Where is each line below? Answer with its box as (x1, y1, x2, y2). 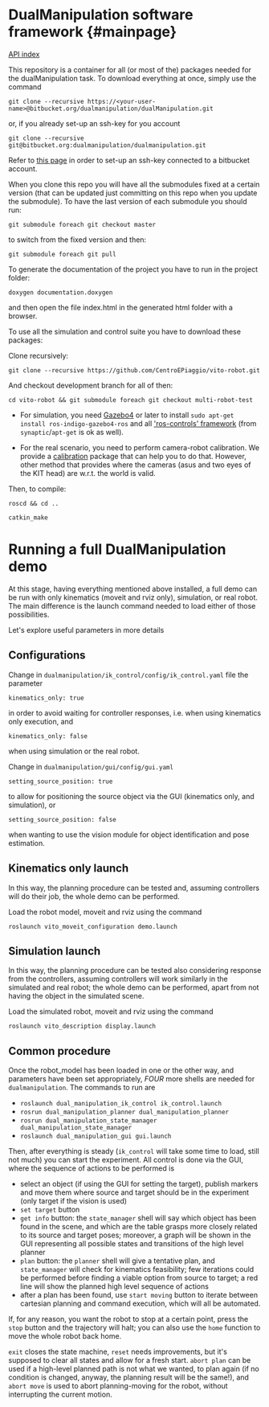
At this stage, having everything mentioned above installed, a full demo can (8, 584, 258, 593)
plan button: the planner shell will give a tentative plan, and (19, 1256, 215, 1265)
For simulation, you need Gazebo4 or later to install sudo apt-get (19, 410, 234, 420)
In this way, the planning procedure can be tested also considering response (8, 966, 262, 975)
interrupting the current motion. (8, 1389, 112, 1400)
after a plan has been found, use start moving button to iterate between (19, 1290, 259, 1300)
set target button (19, 1204, 80, 1215)
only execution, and (8, 716, 74, 726)
